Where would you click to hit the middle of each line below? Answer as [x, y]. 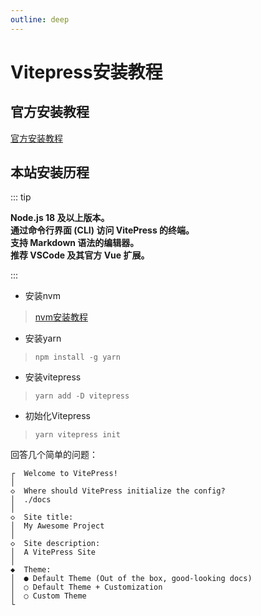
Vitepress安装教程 [86, 72]
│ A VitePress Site [53, 552]
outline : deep [40, 19]
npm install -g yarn [77, 357]
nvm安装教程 [61, 317]
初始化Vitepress [58, 416]
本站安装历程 [50, 172]
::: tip [21, 197]
